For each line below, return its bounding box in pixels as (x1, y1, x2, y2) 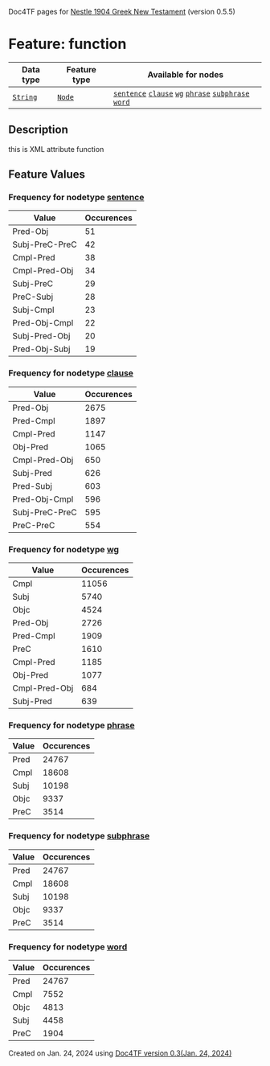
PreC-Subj (12, 291, 54, 302)
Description (8, 123, 68, 137)
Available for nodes (147, 68, 223, 80)
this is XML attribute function (8, 144, 104, 154)
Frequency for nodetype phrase (8, 720, 135, 731)
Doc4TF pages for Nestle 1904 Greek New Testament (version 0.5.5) (8, 7, 235, 16)
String (12, 92, 38, 101)
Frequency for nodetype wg (8, 543, 119, 555)
